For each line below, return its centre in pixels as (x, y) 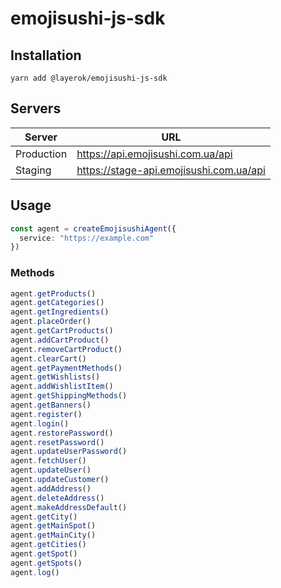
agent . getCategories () (57, 303)
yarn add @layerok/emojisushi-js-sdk (89, 78)
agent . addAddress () (51, 488)
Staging (33, 170)
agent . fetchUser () (48, 461)
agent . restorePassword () (62, 433)
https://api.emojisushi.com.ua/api (154, 154)
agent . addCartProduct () (60, 340)
